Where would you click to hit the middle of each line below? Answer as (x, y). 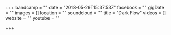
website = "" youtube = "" (32, 18)
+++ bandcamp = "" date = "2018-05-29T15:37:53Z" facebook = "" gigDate (85, 7)
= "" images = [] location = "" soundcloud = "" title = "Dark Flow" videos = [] (86, 13)
